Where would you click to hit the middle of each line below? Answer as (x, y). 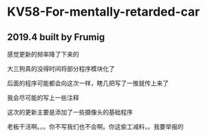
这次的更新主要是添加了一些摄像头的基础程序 (70, 112)
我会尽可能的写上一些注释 (43, 97)
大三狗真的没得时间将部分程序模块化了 (61, 68)
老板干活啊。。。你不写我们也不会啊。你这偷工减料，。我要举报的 (95, 126)
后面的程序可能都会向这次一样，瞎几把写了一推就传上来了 (88, 83)
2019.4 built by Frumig (56, 37)
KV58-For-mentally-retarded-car (104, 12)
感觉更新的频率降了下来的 (43, 54)
